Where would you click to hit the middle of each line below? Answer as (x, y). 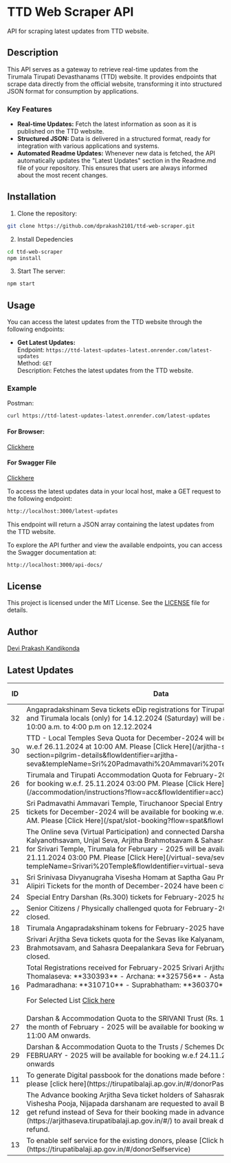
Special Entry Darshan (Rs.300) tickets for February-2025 (121, 897)
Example (22, 388)
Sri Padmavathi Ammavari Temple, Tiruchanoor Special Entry (125, 803)
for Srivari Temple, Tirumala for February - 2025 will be (116, 849)
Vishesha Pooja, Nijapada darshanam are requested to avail (122, 1103)
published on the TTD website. (60, 131)
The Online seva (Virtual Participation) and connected (113, 831)
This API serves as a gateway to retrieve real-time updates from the (103, 69)
